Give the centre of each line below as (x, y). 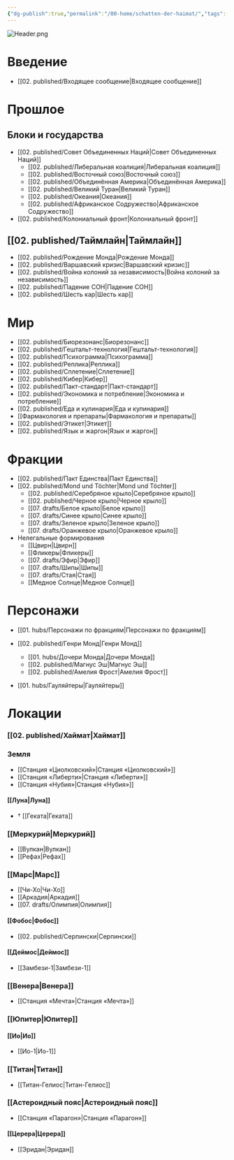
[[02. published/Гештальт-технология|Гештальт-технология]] (108, 349)
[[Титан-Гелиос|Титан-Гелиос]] (64, 1085)
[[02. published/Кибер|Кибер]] (63, 379)
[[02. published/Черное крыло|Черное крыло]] (97, 501)
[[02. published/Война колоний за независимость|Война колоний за (118, 272)
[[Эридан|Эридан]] (46, 1150)
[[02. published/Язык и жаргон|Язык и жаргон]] (88, 431)
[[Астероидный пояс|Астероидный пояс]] (83, 1103)
